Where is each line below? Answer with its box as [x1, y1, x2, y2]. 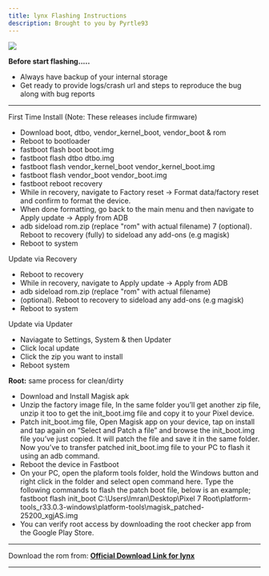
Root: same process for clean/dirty [8, 375, 124, 385]
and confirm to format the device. [19, 196, 131, 205]
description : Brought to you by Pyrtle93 [8, 19, 149, 27]
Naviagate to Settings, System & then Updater [19, 335, 172, 344]
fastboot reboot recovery [19, 178, 102, 189]
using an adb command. [19, 451, 100, 460]
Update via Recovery [8, 254, 78, 263]
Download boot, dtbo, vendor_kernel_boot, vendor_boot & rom [19, 128, 227, 137]
